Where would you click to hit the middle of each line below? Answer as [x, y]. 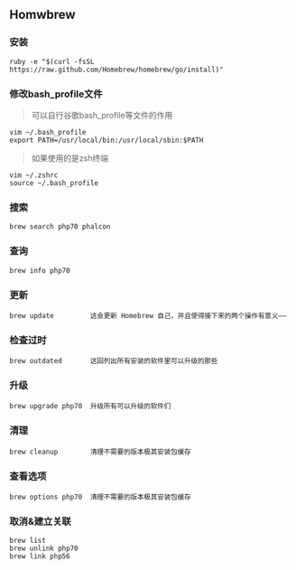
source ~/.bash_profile [54, 183]
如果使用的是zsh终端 [70, 158]
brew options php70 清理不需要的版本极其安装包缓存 [100, 497]
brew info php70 [40, 270]
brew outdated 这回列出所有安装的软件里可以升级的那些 [114, 361]
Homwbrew [42, 15]
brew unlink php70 [44, 549]
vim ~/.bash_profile [48, 132]
